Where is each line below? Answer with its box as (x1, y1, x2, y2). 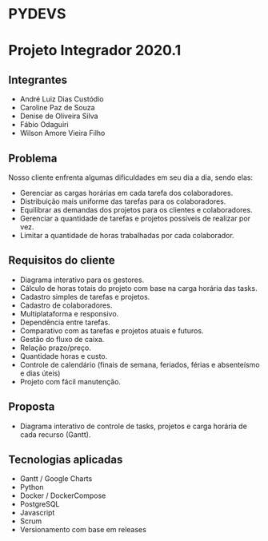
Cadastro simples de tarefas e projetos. (19, 292, 150, 301)
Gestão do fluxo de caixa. (19, 334, 105, 344)
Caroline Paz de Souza (19, 103, 95, 113)
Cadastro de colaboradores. (19, 300, 113, 310)
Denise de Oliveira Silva (19, 111, 98, 121)
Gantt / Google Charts (19, 474, 93, 483)
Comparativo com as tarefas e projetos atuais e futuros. (19, 325, 204, 336)
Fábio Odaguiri (19, 120, 70, 129)
